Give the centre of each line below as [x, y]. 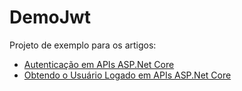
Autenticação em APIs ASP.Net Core [99, 64]
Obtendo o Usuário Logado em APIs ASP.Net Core [127, 75]
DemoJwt [50, 17]
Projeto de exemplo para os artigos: [83, 45]
